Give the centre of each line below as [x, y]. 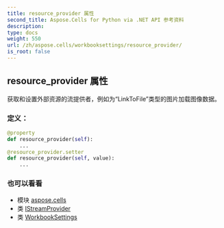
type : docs [23, 33]
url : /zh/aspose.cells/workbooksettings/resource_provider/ [95, 45]
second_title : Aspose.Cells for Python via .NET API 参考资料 [96, 20]
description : [26, 26]
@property [21, 133]
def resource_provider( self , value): [61, 158]
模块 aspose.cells [41, 200]
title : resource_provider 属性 [51, 13]
